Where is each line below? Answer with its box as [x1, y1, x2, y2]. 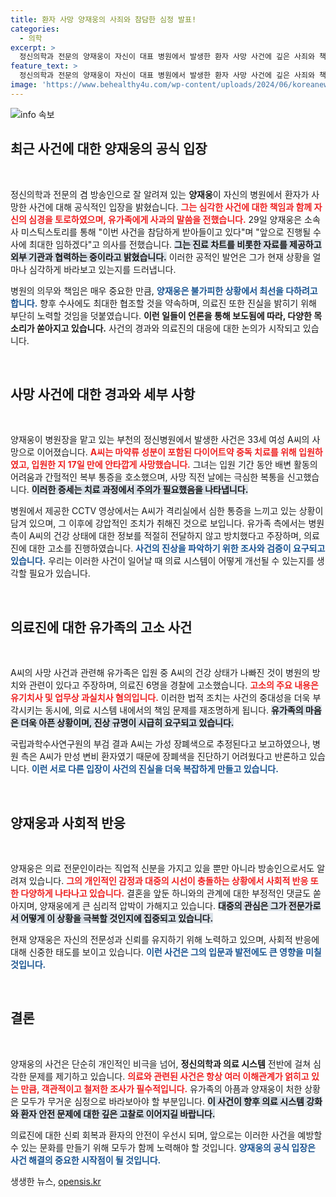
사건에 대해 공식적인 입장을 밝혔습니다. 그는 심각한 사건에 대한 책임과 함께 [28, 201, 313, 213]
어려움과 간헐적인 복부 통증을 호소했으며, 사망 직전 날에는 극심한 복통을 [10, 471, 285, 483]
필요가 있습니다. [28, 567, 91, 580]
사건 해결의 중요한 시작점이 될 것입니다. [10, 1154, 162, 1166]
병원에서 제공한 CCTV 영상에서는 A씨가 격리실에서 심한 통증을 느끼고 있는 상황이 [10, 505, 324, 517]
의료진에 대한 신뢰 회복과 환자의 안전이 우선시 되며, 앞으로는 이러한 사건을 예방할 [10, 1129, 323, 1141]
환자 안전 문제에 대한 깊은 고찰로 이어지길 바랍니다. [20, 1107, 216, 1120]
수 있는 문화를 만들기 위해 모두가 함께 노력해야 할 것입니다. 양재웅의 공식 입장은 [10, 1141, 316, 1153]
